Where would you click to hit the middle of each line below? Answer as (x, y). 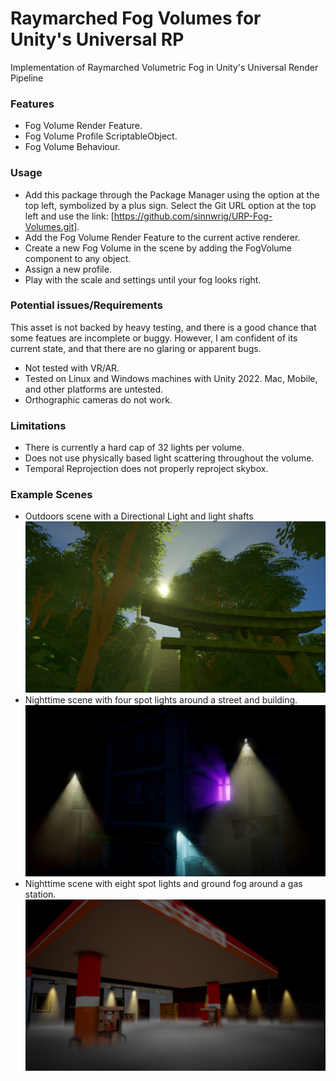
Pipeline (27, 78)
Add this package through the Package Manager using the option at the (172, 194)
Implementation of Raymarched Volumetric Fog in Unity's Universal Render (164, 67)
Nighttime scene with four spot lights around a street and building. (161, 700)
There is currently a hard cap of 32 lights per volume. (134, 448)
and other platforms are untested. (94, 389)
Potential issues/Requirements (86, 305)
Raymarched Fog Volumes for (136, 18)
